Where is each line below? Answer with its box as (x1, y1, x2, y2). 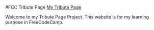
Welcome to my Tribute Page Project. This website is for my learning (5, 14, 149, 19)
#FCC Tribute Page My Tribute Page (5, 4, 82, 10)
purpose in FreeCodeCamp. (5, 19, 64, 25)
